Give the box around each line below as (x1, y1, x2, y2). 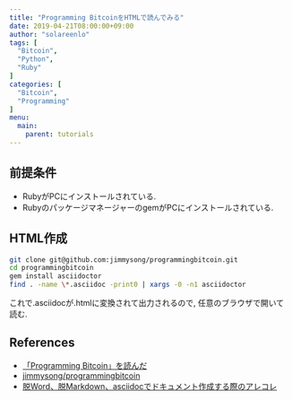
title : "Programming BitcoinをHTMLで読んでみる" (9, 13, 185, 22)
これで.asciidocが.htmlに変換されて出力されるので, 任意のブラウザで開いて (9, 298, 285, 308)
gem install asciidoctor (9, 272, 102, 281)
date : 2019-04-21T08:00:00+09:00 (9, 22, 134, 30)
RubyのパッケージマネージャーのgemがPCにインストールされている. (21, 202, 274, 213)
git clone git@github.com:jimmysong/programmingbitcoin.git (9, 255, 239, 265)
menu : (9, 113, 30, 122)
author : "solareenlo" (9, 30, 90, 39)
